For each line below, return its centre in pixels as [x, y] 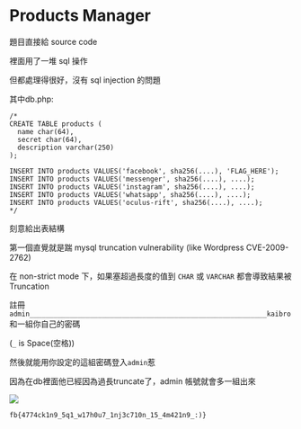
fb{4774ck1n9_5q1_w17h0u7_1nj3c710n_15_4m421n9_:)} [108, 415]
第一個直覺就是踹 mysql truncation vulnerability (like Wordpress [127, 247]
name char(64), [46, 131]
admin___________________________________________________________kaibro [150, 314]
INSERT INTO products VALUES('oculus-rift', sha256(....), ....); [136, 202]
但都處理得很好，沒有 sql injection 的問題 [85, 80]
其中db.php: [31, 99]
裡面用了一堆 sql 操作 [49, 60]
